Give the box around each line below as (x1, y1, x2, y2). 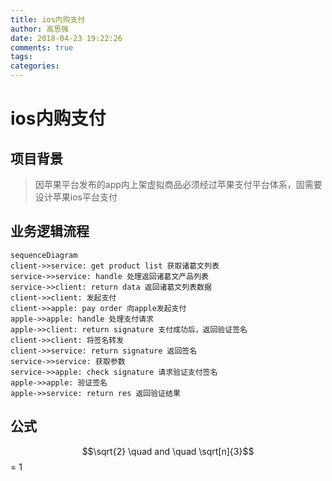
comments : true (10, 42, 74, 53)
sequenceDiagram (10, 250, 78, 260)
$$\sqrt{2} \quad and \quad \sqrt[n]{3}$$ (81, 445, 255, 457)
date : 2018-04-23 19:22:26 (10, 33, 123, 43)
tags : (10, 52, 33, 62)
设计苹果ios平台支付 (34, 191, 118, 203)
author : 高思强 (10, 24, 69, 34)
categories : (10, 61, 60, 71)
